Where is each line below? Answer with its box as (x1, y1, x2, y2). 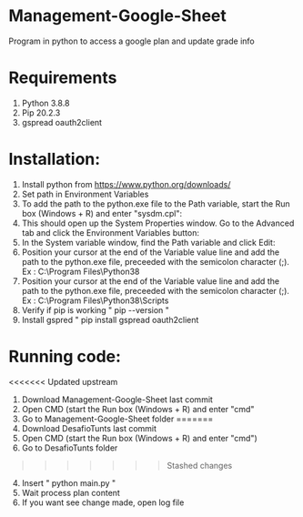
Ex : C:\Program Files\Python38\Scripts (21, 295, 169, 306)
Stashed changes (167, 460, 233, 471)
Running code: (8, 347, 122, 367)
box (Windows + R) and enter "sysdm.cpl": (21, 208, 183, 218)
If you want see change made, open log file (21, 497, 185, 508)
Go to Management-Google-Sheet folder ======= (21, 413, 214, 424)
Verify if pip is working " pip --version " (21, 304, 170, 315)
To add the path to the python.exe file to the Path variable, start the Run (21, 198, 290, 209)
